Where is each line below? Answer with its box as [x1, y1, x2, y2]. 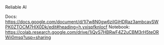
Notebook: [108, 24, 130, 30]
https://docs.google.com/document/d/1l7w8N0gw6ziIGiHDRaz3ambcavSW [5, 19, 159, 24]
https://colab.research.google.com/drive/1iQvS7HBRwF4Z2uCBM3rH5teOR [5, 29, 160, 35]
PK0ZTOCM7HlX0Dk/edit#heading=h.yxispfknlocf [5, 24, 108, 30]
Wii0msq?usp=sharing [5, 34, 51, 40]
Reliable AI [5, 4, 27, 10]
